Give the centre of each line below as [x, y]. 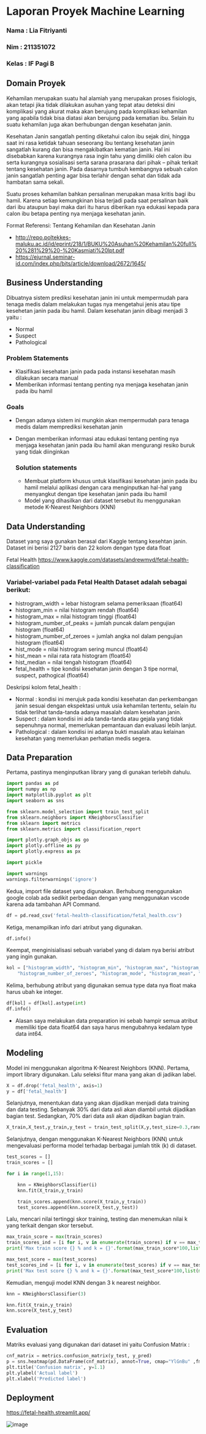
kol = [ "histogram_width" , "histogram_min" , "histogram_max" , [87, 968]
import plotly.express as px [44, 852]
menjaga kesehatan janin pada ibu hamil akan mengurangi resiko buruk [105, 445]
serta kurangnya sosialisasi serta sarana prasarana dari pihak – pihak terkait [102, 162]
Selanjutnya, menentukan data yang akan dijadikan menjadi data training [98, 1103]
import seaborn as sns [35, 801]
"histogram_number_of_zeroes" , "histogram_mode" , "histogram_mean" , [107, 974]
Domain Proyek [36, 83]
